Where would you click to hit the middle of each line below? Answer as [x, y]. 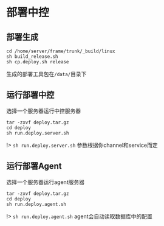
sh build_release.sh [32, 57]
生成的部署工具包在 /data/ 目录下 [46, 74]
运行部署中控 [30, 95]
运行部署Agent [34, 166]
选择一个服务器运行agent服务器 [46, 182]
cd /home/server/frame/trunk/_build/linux [61, 51]
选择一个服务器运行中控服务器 [43, 111]
